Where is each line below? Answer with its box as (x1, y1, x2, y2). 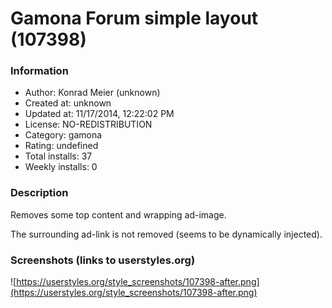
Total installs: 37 (24, 150, 93, 162)
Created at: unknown (24, 97, 112, 109)
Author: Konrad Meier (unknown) (24, 87, 161, 99)
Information (10, 64, 69, 78)
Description (10, 186, 69, 200)
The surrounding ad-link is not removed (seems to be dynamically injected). (10, 228, 323, 240)
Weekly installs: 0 (24, 161, 98, 173)
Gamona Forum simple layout (10, 7, 259, 30)
